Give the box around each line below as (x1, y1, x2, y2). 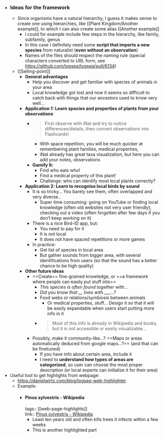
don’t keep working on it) (39, 215, 91, 221)
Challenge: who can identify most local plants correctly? (39, 178, 156, 184)
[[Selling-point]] (17, 68, 50, 74)
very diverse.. (32, 194, 61, 200)
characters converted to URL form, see (24, 58, 105, 64)
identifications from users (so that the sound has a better (39, 258, 157, 264)
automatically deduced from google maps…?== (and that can (32, 341, 158, 347)
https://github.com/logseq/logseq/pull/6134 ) (24, 63, 116, 69)
